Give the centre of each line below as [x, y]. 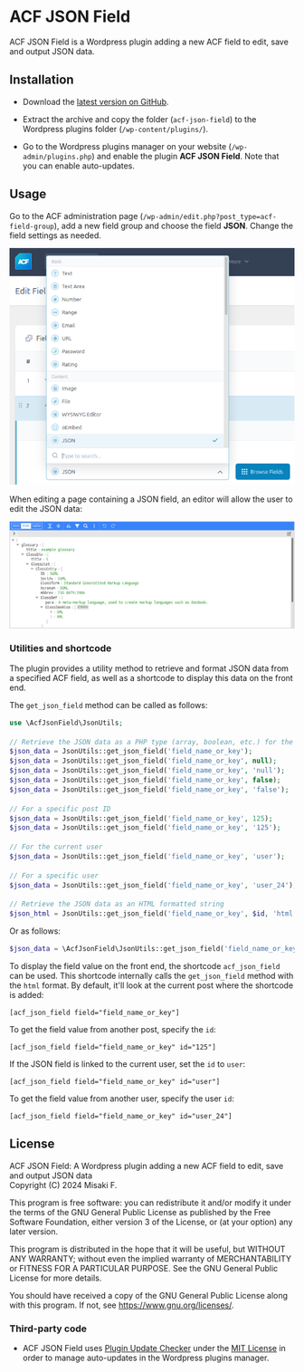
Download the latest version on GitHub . [95, 101]
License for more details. [56, 1278]
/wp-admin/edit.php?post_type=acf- [210, 216]
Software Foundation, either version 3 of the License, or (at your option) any [151, 1222]
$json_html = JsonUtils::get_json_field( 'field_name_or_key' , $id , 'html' [153, 914]
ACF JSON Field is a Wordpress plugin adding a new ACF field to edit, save [149, 42]
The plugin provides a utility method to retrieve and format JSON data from [149, 668]
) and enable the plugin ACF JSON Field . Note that [185, 156]
